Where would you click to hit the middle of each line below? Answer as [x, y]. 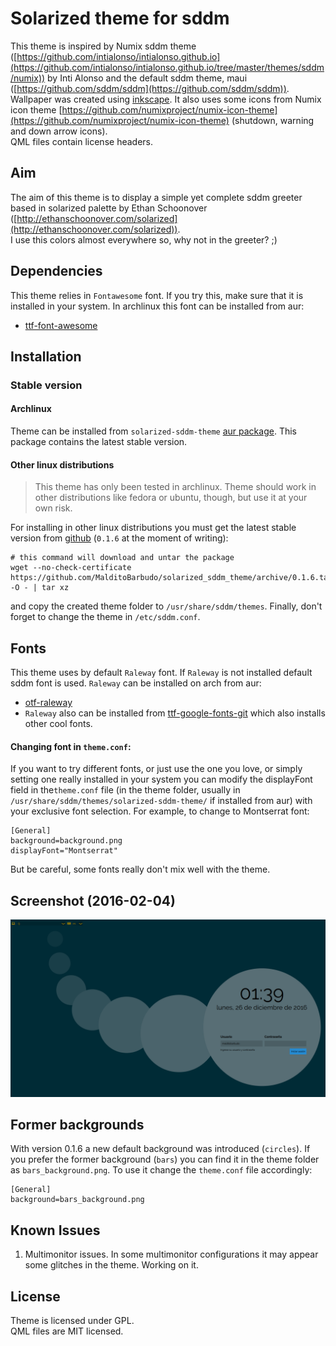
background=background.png [66, 841]
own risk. [53, 508]
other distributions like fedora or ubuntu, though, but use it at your [171, 498]
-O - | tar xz [40, 588]
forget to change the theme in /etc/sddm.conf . [105, 617]
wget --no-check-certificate [71, 568]
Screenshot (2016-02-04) [93, 900]
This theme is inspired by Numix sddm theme [103, 46]
